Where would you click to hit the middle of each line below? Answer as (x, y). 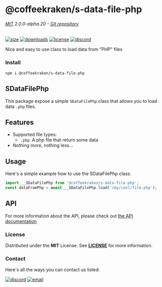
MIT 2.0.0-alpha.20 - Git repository (42, 23)
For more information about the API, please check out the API (69, 216)
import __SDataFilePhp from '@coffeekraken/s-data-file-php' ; (72, 183)
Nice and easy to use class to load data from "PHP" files (64, 49)
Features (19, 122)
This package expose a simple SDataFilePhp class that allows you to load (81, 101)
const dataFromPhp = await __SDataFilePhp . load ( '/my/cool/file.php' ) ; (81, 188)
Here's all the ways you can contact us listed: (53, 270)
